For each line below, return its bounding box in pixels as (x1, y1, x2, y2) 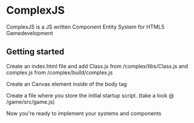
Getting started (6, 47, 65, 57)
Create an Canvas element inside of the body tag (6, 80, 128, 87)
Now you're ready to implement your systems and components (6, 109, 162, 116)
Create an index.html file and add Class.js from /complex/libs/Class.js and (6, 62, 189, 70)
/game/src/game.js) (6, 98, 55, 105)
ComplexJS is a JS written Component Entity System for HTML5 (6, 23, 165, 30)
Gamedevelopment (6, 29, 53, 36)
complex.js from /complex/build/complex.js (6, 69, 113, 76)
